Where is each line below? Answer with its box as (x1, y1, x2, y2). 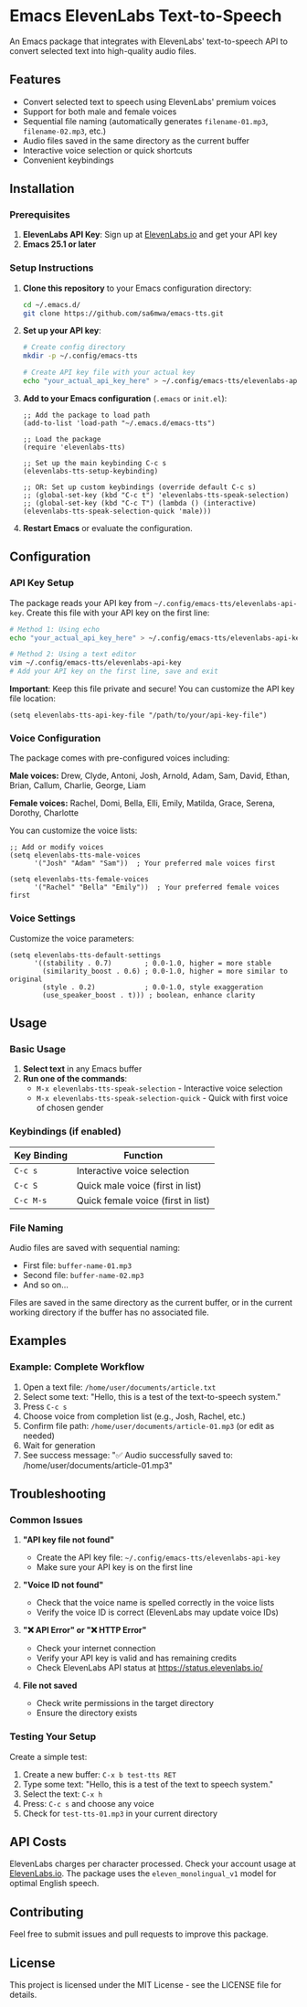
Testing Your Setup (9, 1730, 97, 1743)
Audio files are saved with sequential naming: (9, 1242, 181, 1253)
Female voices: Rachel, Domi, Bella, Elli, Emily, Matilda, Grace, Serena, (9, 797, 276, 809)
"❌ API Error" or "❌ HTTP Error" (22, 1625, 147, 1636)
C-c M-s (14, 1195, 48, 1205)
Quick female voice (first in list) (76, 1194, 210, 1207)
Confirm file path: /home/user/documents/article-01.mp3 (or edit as (22, 1420, 275, 1431)
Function (123, 1148, 164, 1161)
